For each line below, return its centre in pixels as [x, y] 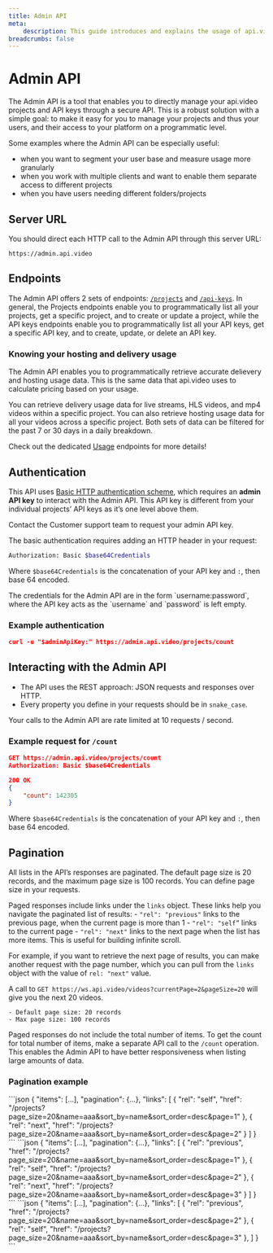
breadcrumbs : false [41, 39]
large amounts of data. [46, 1061]
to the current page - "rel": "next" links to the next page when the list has [134, 931]
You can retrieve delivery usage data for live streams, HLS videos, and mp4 [135, 405]
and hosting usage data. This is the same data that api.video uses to [123, 380]
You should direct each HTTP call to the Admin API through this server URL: [135, 239]
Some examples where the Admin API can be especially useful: [114, 143]
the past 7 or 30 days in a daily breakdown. [80, 431]
